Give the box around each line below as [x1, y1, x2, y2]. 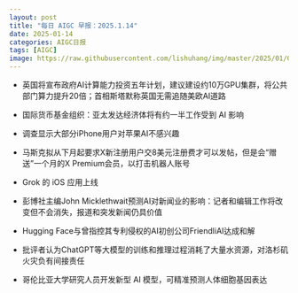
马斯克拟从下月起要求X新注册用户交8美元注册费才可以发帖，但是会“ [21, 147, 270, 158]
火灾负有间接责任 [21, 256, 85, 266]
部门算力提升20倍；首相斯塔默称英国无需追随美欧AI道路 [21, 90, 226, 101]
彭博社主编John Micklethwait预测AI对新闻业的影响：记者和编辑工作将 [21, 196, 276, 206]
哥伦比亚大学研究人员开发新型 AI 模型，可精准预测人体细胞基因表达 [21, 274, 268, 284]
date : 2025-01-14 [9, 29, 74, 38]
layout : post [9, 12, 58, 22]
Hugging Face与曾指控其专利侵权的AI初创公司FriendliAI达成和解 [21, 226, 255, 235]
